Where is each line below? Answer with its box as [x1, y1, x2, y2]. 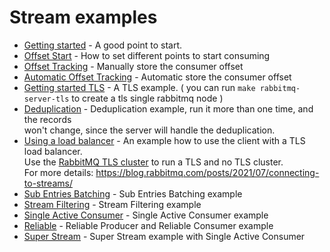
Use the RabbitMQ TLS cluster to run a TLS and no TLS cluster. [23, 156, 284, 168]
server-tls [23, 94, 70, 104]
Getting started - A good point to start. [23, 39, 183, 51]
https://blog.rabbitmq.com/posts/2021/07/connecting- [95, 166, 320, 178]
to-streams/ [23, 177, 73, 189]
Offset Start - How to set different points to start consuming [23, 49, 271, 61]
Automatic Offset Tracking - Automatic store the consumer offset [23, 71, 292, 83]
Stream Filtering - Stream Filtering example [23, 198, 202, 210]
